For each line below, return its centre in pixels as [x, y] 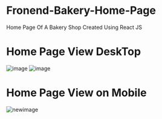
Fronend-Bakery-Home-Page [81, 11]
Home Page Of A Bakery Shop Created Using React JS [74, 27]
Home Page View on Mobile [76, 93]
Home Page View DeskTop [73, 52]
